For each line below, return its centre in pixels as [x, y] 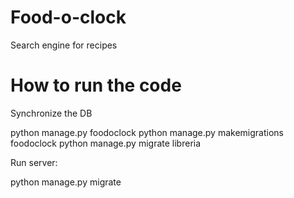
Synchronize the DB [51, 113]
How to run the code [96, 85]
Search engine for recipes [64, 45]
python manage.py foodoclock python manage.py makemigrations [147, 132]
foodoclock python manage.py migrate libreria [106, 143]
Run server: [34, 162]
